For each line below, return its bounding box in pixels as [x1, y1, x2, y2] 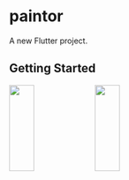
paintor [9, 6, 64, 26]
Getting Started [9, 61, 96, 76]
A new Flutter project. [9, 35, 88, 46]
